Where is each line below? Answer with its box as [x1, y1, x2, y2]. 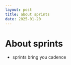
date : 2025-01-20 [5, 16, 41, 21]
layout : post [5, 7, 32, 12]
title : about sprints [5, 12, 50, 17]
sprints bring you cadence [12, 54, 67, 60]
